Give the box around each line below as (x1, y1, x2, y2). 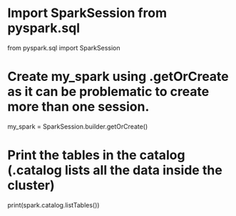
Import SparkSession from (7, 5, 168, 21)
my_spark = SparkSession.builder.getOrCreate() (7, 122, 148, 131)
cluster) (7, 178, 55, 193)
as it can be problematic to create (7, 84, 210, 100)
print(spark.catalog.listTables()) (7, 200, 100, 209)
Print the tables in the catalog (7, 147, 185, 163)
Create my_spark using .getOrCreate (7, 69, 230, 85)
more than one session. (7, 99, 150, 115)
